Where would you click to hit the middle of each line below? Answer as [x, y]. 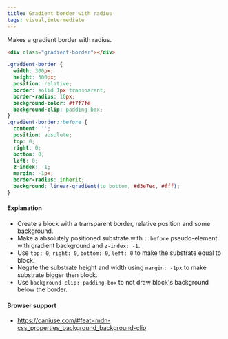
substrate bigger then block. [57, 275]
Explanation [25, 208]
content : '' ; [32, 129]
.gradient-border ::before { [48, 122]
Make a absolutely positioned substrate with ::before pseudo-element [117, 238]
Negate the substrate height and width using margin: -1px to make [112, 267]
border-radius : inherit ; [49, 180]
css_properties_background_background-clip [82, 328]
